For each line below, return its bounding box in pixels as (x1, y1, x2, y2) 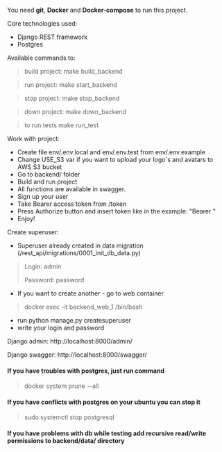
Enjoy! (17, 215, 35, 223)
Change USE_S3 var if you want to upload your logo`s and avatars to (17, 156, 214, 163)
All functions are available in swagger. (17, 185, 126, 193)
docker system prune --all (24, 382, 99, 390)
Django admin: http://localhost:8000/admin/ (7, 337, 133, 345)
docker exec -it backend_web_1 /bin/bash (24, 302, 143, 311)
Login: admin (24, 262, 62, 271)
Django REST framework (17, 33, 88, 41)
